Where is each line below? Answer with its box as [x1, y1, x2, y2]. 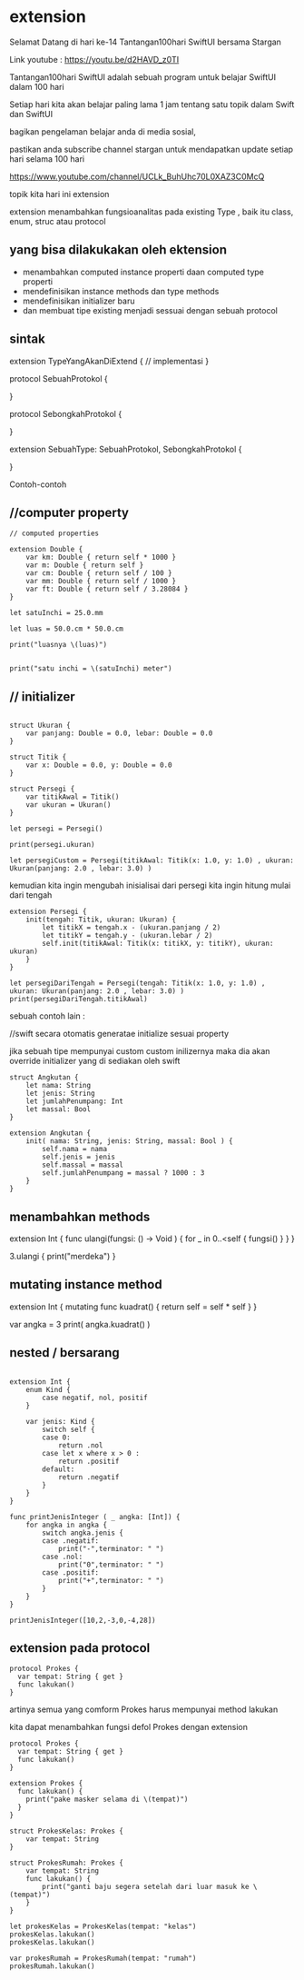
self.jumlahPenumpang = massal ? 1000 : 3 [42, 1169, 205, 1178]
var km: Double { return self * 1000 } [25, 552, 177, 562]
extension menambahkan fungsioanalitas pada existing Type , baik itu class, [9, 206, 294, 217]
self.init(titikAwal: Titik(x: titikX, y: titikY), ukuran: [42, 939, 274, 949]
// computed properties [9, 529, 100, 538]
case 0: [42, 1433, 71, 1442]
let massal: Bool [25, 1105, 92, 1114]
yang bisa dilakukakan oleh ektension [9, 243, 227, 258]
